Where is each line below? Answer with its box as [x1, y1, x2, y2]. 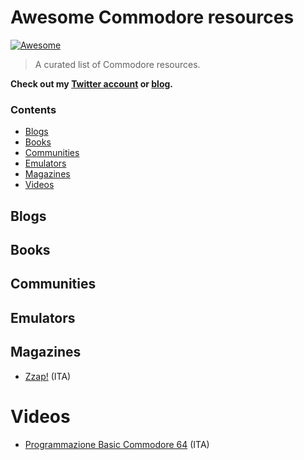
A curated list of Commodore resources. [34, 58, 201, 70]
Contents [10, 102, 57, 116]
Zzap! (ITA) [24, 370, 72, 382]
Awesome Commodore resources [10, 6, 295, 29]
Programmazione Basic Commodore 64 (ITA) [24, 438, 210, 450]
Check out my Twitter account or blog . [10, 77, 174, 90]
